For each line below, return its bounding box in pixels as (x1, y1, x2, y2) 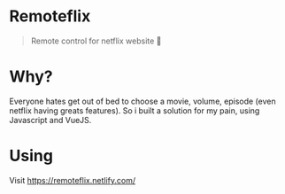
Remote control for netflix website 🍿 (30, 35, 162, 46)
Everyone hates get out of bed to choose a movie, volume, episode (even (9, 96, 276, 106)
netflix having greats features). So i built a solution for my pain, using (9, 105, 260, 116)
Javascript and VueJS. (9, 114, 92, 125)
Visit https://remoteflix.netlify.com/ (9, 175, 135, 185)
